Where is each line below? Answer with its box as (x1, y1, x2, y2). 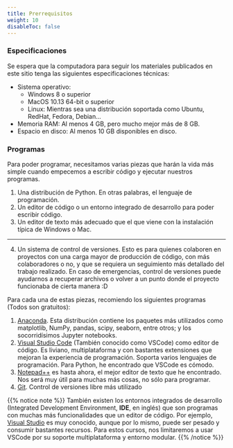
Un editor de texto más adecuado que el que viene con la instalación (17, 217, 214, 226)
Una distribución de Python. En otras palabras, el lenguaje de (17, 188, 193, 197)
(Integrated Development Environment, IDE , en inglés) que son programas (7, 404, 218, 412)
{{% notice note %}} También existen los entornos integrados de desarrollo (7, 396, 223, 404)
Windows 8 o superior (27, 90, 92, 98)
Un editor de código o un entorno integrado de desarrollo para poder (17, 203, 214, 211)
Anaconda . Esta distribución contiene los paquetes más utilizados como (17, 316, 223, 324)
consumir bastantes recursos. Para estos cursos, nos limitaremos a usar (7, 425, 214, 434)
